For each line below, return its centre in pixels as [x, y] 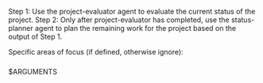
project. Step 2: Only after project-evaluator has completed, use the [119, 20]
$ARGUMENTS [33, 71]
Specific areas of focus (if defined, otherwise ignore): [96, 52]
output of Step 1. [35, 36]
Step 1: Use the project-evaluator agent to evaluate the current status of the [132, 11]
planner [21, 28]
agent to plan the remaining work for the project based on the [135, 28]
